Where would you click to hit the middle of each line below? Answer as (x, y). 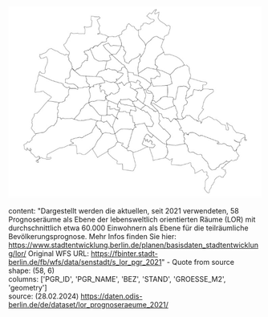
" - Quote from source (198, 262)
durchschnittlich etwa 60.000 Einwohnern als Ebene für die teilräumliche (128, 228)
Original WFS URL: (59, 254)
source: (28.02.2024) (44, 296)
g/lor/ (17, 254)
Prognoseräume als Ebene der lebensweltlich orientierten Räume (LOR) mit (132, 220)
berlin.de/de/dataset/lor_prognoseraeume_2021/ (88, 305)
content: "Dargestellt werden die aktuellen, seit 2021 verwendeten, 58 (124, 211)
